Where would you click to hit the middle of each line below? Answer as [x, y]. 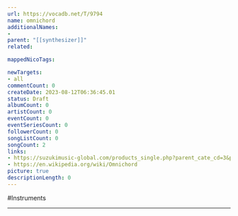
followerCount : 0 [33, 132]
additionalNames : [33, 27]
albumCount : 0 [28, 106]
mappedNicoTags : [31, 60]
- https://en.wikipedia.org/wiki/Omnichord [73, 165]
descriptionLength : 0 [39, 178]
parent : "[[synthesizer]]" [47, 40]
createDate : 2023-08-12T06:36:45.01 [61, 92]
